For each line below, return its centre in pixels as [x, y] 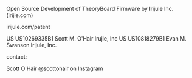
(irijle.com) [20, 15]
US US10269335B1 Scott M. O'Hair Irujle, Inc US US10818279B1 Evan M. [96, 38]
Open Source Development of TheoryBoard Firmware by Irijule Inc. [90, 9]
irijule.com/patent [28, 27]
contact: [17, 57]
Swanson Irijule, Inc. [32, 45]
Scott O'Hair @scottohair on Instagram [55, 68]
